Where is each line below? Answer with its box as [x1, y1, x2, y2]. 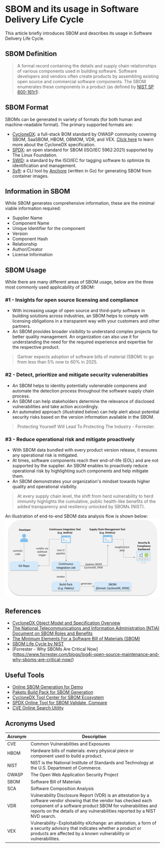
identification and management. [12, 163, 77, 168]
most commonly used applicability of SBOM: [5, 284, 95, 290]
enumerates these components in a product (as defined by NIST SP [17, 84, 154, 90]
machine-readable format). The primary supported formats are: [5, 122, 134, 128]
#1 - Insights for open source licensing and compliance [5, 296, 138, 303]
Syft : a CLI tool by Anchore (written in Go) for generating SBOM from [12, 167, 152, 173]
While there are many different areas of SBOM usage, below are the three [5, 279, 154, 285]
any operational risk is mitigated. [12, 452, 79, 458]
